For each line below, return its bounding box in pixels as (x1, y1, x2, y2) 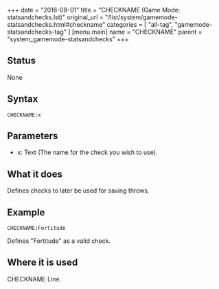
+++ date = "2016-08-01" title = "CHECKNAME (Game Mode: (7, 6, 181, 14)
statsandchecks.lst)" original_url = (7, 13, 104, 21)
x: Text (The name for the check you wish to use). (16, 148, 158, 157)
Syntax (7, 93, 38, 105)
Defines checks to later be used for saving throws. (7, 186, 150, 195)
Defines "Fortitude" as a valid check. (7, 237, 111, 245)
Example (7, 206, 45, 218)
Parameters (7, 130, 58, 142)
